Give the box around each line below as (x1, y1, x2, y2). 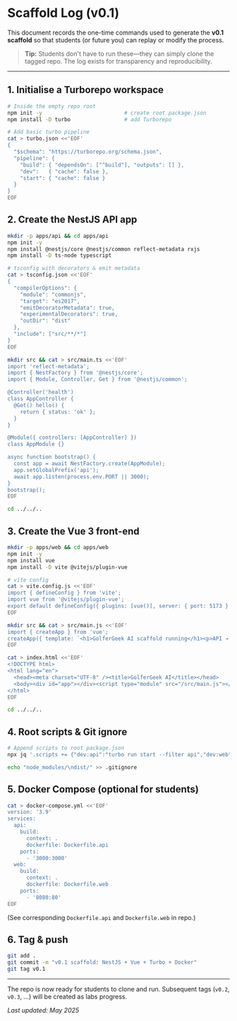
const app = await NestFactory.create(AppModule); (13, 460, 166, 467)
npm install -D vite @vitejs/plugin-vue (7, 563, 128, 571)
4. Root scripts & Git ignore (7, 725, 128, 738)
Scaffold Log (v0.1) (7, 5, 120, 21)
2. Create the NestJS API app (7, 214, 138, 226)
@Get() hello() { (13, 401, 65, 409)
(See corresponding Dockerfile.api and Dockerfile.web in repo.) (7, 913, 196, 922)
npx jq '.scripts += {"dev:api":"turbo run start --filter (7, 751, 185, 758)
